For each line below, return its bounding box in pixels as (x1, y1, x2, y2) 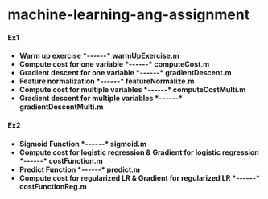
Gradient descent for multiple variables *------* (19, 94, 183, 104)
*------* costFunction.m (19, 156, 103, 165)
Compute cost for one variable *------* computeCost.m (19, 59, 210, 69)
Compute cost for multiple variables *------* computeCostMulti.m (19, 85, 246, 95)
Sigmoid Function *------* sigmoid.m (19, 139, 147, 148)
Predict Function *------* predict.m (19, 164, 141, 174)
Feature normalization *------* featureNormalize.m (19, 76, 195, 86)
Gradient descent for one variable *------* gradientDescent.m (19, 68, 232, 78)
